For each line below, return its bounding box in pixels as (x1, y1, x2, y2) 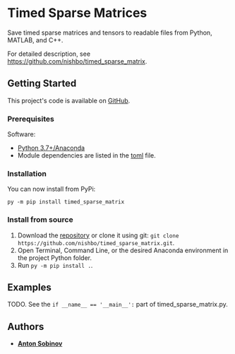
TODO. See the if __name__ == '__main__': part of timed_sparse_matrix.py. (7, 300, 228, 309)
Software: (7, 130, 36, 138)
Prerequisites (7, 114, 54, 124)
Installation (7, 168, 47, 178)
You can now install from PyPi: (7, 185, 96, 194)
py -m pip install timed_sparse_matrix (7, 199, 125, 206)
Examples (7, 281, 52, 294)
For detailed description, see (7, 49, 90, 58)
